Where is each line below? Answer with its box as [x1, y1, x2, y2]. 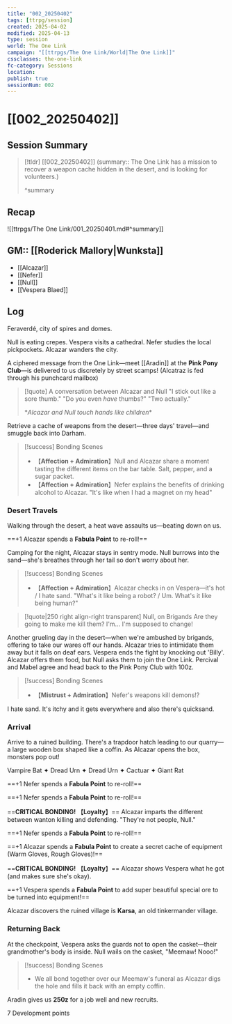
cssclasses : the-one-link [7, 56, 82, 63]
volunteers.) [24, 172, 59, 181]
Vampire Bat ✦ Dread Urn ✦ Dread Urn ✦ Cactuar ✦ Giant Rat [7, 766, 184, 774]
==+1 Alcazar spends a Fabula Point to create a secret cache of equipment [7, 843, 223, 851]
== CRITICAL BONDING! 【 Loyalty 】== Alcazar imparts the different [7, 808, 204, 816]
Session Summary [7, 139, 88, 151]
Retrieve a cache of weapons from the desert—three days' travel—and [7, 421, 210, 429]
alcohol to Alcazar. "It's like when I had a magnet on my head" [34, 488, 213, 496]
